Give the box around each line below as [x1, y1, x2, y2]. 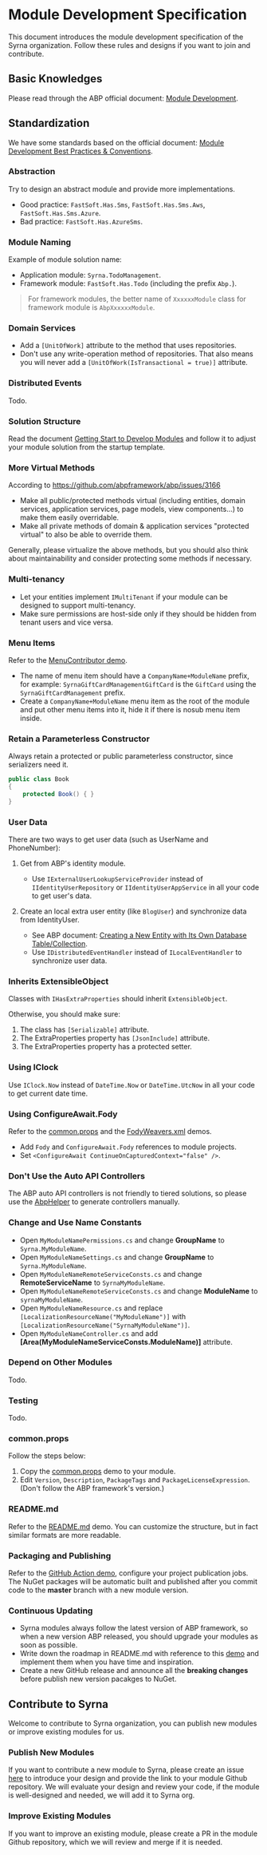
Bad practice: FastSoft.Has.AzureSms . [19, 216, 143, 226]
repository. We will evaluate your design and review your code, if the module [8, 1782, 260, 1792]
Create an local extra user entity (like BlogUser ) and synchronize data [19, 906, 247, 916]
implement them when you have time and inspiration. [19, 1657, 194, 1667]
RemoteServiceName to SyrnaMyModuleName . [19, 1278, 166, 1287]
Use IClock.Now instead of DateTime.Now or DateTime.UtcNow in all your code [8, 1080, 255, 1089]
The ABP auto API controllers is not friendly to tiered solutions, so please [8, 1188, 247, 1199]
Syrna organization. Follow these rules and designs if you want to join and [8, 40, 251, 50]
